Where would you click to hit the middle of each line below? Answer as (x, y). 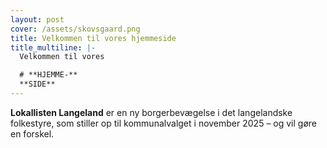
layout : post (37, 19)
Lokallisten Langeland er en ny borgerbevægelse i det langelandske (151, 112)
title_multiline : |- (53, 47)
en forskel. (32, 133)
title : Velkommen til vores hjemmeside (93, 38)
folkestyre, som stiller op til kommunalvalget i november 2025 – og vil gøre (164, 123)
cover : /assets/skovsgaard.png (75, 29)
